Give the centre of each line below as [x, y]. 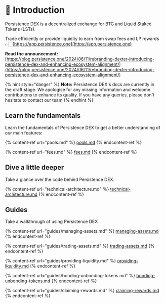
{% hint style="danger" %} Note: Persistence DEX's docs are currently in [80, 84]
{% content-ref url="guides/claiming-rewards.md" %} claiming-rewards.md [82, 291]
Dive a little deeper [35, 168]
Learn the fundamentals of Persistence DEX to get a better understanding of [83, 128]
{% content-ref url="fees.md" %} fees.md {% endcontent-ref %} [71, 152]
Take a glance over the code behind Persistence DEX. [60, 179]
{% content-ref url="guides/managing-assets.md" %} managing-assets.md [82, 231]
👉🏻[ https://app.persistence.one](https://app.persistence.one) [68, 43]
